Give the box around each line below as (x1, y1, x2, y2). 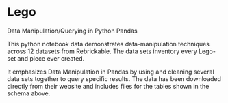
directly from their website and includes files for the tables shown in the (7, 82, 210, 90)
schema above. (7, 89, 51, 98)
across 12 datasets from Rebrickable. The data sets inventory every (7, 47, 197, 55)
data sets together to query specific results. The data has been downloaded (7, 74, 221, 83)
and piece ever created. (17, 54, 85, 62)
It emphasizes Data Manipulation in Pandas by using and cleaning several (7, 68, 214, 76)
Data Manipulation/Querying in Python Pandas (7, 27, 138, 35)
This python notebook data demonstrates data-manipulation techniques (7, 40, 210, 48)
